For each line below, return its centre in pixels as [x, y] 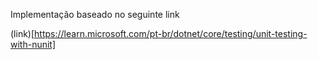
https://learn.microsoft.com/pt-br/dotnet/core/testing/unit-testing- [171, 33]
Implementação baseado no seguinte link [95, 14]
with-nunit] [33, 44]
